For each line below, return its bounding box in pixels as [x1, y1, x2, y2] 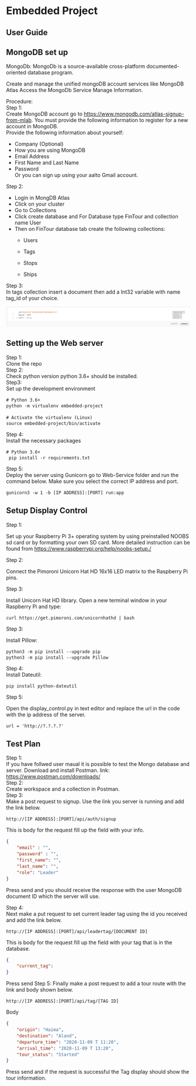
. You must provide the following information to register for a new [31, 117, 188, 124]
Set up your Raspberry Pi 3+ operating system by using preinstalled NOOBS [6, 532, 189, 540]
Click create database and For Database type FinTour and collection [14, 213, 178, 220]
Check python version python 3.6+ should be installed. [6, 372, 139, 379]
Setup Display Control [6, 506, 88, 516]
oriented [6, 69, 26, 76]
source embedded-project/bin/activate [6, 420, 101, 426]
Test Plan [6, 739, 41, 749]
